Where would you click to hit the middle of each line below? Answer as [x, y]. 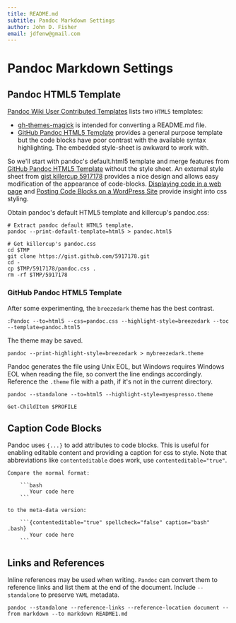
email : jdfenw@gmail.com [44, 34]
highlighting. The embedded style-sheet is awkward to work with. [113, 148]
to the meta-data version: [47, 510]
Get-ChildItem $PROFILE [42, 407]
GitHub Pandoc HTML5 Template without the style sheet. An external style [116, 169]
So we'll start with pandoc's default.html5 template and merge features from [118, 161]
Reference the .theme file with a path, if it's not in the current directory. [110, 381]
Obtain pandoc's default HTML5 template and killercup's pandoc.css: [108, 213]
